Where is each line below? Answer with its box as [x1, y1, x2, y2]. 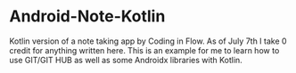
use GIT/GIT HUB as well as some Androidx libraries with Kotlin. [9, 54, 243, 65]
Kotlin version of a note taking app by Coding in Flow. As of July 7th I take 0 [9, 36, 287, 46]
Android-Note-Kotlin [9, 6, 166, 27]
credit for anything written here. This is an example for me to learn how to [9, 45, 280, 55]
